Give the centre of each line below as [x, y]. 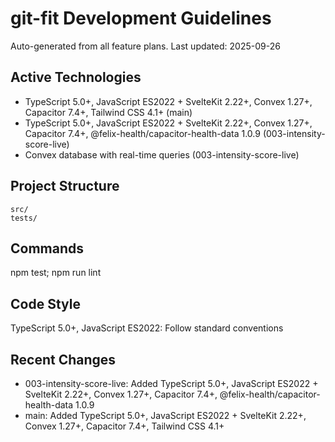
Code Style [45, 303]
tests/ [24, 218]
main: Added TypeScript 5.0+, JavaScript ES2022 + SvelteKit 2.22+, [165, 415]
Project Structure [65, 186]
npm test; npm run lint [56, 273]
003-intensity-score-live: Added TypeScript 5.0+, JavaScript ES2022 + [171, 383]
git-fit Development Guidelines [141, 18]
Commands [47, 248]
